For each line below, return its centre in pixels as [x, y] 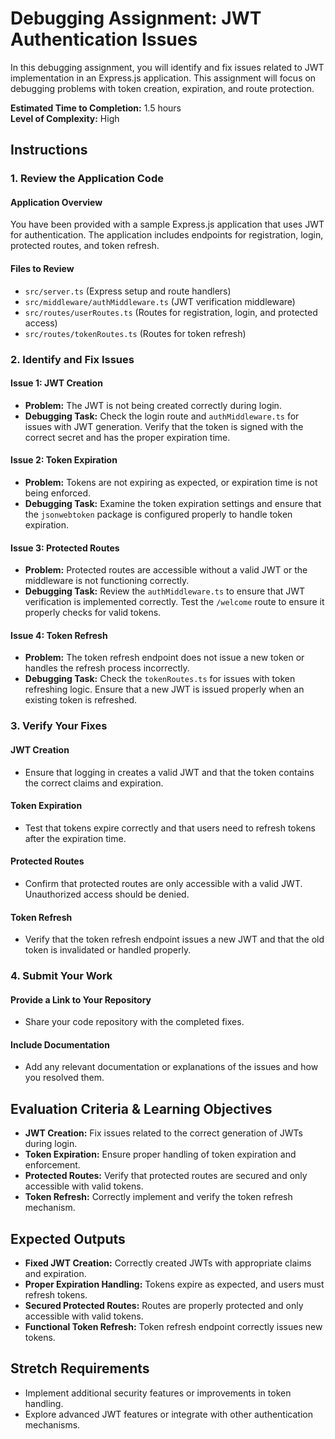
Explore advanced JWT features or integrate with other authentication [168, 1414]
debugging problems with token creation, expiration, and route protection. [162, 88]
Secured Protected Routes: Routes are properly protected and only [164, 1306]
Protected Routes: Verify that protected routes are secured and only [166, 1176]
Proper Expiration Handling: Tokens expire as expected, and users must [174, 1284]
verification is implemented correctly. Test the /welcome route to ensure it [174, 602]
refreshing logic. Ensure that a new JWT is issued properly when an [164, 689]
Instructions [49, 150]
